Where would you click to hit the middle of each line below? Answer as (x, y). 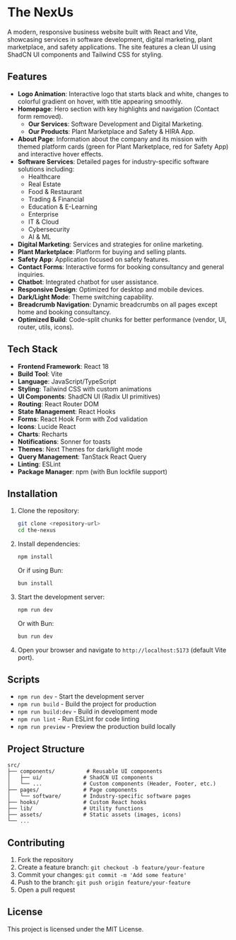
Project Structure (46, 749)
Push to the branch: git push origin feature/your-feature (104, 883)
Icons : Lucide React (47, 426)
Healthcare (44, 176)
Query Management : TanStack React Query (82, 457)
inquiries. (31, 274)
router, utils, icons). (46, 327)
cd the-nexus (37, 531)
